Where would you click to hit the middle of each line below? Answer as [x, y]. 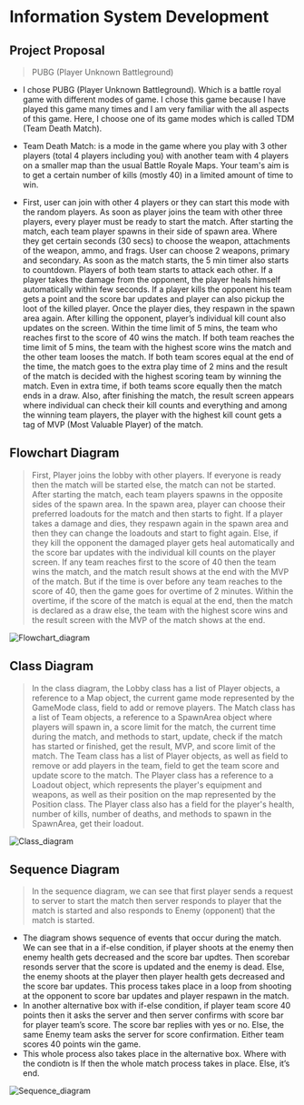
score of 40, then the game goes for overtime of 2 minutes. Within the [162, 591]
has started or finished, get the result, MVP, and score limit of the [153, 746]
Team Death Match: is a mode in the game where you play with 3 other [155, 146]
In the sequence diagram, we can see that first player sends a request [162, 891]
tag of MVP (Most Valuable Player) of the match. [113, 424]
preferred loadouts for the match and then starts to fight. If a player [157, 513]
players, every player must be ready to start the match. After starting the [157, 221]
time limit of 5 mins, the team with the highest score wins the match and [157, 347]
